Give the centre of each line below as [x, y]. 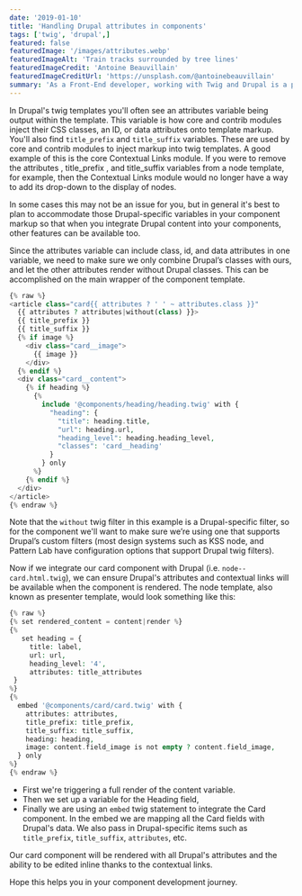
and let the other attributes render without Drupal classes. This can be [139, 269]
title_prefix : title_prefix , [80, 722]
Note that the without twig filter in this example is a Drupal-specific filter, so [150, 522]
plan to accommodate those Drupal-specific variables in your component [145, 213]
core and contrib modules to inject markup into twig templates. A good [140, 149]
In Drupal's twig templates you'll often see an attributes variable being [139, 110]
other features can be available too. [75, 233]
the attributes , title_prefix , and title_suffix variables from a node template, [147, 167]
